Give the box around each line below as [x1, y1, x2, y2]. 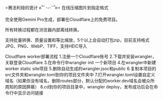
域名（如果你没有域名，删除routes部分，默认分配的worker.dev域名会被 [5, 78, 147, 83]
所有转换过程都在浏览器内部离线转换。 [5, 27, 81, 33]
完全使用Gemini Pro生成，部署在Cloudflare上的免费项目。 [5, 17, 120, 22]
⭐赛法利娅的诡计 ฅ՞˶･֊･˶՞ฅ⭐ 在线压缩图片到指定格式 [5, 5, 109, 10]
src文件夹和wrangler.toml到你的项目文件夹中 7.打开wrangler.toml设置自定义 [5, 72, 155, 77]
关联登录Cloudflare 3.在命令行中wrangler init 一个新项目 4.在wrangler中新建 [5, 60, 156, 65]
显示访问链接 [17, 90, 44, 96]
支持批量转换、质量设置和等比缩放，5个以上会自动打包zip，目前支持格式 [5, 37, 149, 43]
